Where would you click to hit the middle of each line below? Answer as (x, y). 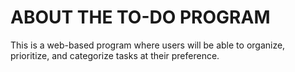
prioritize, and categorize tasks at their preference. (115, 55)
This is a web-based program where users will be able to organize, (148, 45)
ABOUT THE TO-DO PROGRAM (140, 17)
